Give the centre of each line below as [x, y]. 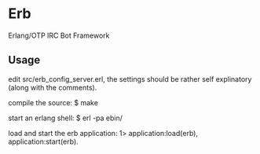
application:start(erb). [43, 141]
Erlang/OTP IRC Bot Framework [59, 35]
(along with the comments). [53, 87]
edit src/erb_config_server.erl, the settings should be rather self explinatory [130, 79]
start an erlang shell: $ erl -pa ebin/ [66, 118]
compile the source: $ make [53, 102]
